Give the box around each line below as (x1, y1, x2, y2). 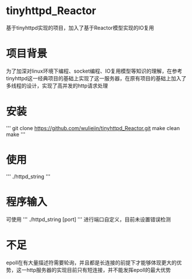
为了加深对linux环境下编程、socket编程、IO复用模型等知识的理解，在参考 (6, 67, 183, 74)
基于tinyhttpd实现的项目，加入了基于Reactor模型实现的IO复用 (6, 24, 155, 31)
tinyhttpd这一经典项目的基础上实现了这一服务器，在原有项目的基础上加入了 (6, 74, 187, 81)
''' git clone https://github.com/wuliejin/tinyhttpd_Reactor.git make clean (6, 124, 180, 131)
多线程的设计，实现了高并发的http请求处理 (6, 82, 108, 89)
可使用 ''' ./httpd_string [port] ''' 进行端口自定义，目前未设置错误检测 (6, 216, 171, 223)
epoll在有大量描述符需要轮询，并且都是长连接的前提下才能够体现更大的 (6, 259, 177, 266)
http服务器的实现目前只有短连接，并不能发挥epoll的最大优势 (26, 266, 171, 273)
